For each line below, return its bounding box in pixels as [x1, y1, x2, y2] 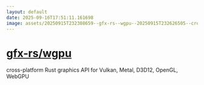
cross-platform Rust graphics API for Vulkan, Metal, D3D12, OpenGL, [6, 66, 178, 73]
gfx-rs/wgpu [6, 46, 72, 60]
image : [6, 20, 23, 26]
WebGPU [6, 73, 29, 80]
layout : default [6, 8, 47, 15]
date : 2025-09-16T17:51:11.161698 [6, 15, 94, 21]
